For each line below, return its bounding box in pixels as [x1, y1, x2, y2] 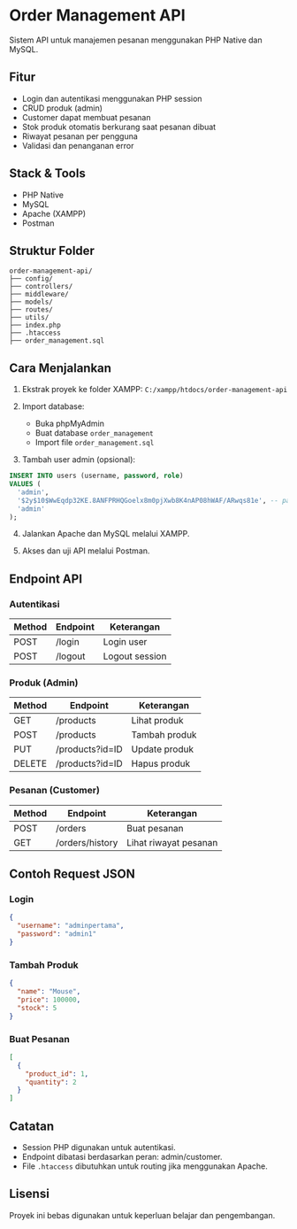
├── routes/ [9, 305, 53, 314]
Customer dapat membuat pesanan [21, 112, 151, 122]
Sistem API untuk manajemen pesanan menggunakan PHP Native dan [9, 35, 263, 45]
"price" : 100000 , [17, 995, 81, 1004]
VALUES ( [9, 480, 42, 489]
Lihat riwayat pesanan [126, 836, 218, 848]
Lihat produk [131, 715, 184, 727]
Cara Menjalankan [9, 360, 112, 375]
